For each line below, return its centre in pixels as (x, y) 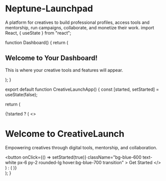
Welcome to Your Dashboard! (51, 58)
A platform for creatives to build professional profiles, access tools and (77, 22)
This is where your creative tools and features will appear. (64, 70)
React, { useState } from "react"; (38, 33)
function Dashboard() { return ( (37, 42)
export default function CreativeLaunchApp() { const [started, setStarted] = (82, 89)
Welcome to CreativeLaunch (65, 134)
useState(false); (21, 94)
